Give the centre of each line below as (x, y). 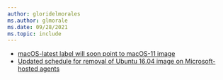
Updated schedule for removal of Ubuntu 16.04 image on (101, 62)
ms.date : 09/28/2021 (38, 27)
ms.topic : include (34, 34)
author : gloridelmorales (44, 14)
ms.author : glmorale (38, 21)
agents (50, 69)
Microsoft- (200, 62)
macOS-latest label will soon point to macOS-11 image (96, 54)
